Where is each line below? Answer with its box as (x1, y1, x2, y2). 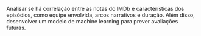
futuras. (6, 24, 26, 31)
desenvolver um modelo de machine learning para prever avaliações (6, 18, 178, 25)
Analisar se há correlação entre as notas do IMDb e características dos (6, 5, 185, 12)
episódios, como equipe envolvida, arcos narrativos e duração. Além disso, (6, 11, 195, 19)
